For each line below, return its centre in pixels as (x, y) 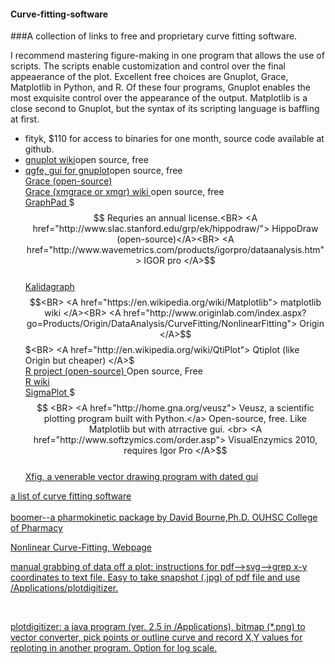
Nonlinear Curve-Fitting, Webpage (81, 547)
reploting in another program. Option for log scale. (114, 648)
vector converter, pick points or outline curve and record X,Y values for (156, 637)
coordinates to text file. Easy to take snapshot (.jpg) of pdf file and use (155, 577)
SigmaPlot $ (50, 392)
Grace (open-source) (68, 181)
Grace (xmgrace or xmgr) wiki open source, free (124, 192)
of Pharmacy (36, 528)
